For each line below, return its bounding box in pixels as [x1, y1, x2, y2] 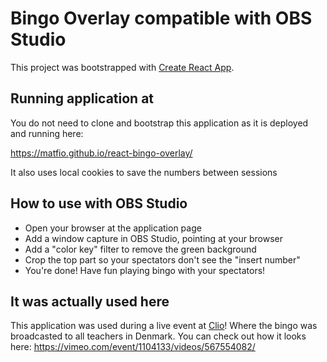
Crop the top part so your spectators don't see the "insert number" [24, 253, 301, 266]
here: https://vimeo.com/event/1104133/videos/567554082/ [10, 341, 256, 353]
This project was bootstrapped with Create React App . [10, 61, 235, 73]
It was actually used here [10, 293, 170, 310]
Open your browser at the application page [24, 222, 202, 234]
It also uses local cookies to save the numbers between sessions [10, 166, 278, 178]
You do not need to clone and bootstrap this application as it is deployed [10, 117, 309, 129]
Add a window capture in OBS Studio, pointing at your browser [24, 232, 283, 244]
